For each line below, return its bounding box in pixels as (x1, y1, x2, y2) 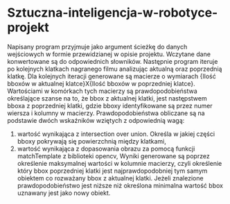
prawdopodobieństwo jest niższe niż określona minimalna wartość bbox (17, 181, 224, 189)
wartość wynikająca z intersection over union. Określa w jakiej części (17, 130, 215, 138)
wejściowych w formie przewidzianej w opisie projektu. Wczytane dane (7, 50, 211, 58)
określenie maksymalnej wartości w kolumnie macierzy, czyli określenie (17, 159, 222, 167)
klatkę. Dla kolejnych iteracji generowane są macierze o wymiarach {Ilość (7, 71, 216, 80)
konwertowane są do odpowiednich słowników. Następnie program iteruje (7, 57, 218, 65)
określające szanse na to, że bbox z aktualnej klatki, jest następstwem (7, 94, 207, 102)
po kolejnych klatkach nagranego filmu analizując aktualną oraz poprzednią (7, 65, 222, 73)
